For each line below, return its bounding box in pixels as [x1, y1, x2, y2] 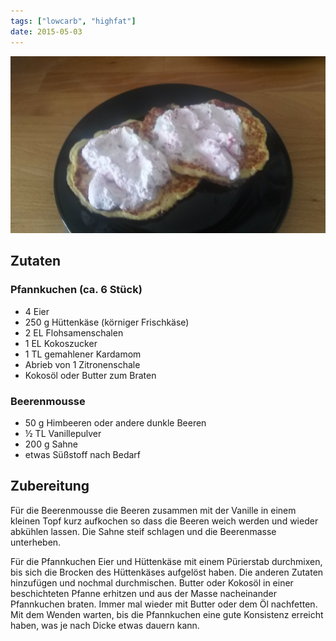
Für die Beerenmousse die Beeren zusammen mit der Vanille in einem [10, 504, 297, 516]
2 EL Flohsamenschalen [24, 326, 124, 339]
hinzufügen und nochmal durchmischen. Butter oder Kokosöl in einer [10, 576, 294, 589]
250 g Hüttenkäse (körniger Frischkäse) [24, 316, 190, 328]
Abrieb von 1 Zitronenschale [24, 358, 141, 370]
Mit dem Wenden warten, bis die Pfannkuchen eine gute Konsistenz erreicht [10, 608, 324, 620]
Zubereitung [10, 478, 90, 495]
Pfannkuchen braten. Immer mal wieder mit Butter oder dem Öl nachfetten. [10, 598, 318, 610]
